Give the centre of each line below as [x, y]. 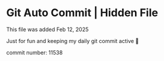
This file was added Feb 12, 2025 [48, 29]
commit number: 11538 [34, 52]
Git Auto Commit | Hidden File [82, 13]
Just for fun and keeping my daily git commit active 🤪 [73, 41]
